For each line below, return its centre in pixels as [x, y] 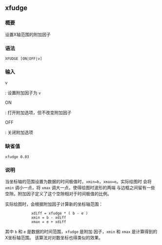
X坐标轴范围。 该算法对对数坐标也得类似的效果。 [54, 237]
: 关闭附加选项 [19, 133]
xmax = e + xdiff [49, 222]
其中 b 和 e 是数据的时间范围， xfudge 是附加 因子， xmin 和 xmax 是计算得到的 [81, 231]
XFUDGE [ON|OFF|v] [24, 59]
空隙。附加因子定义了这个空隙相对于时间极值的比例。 [58, 194]
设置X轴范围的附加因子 [28, 34]
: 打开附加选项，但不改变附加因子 [38, 113]
